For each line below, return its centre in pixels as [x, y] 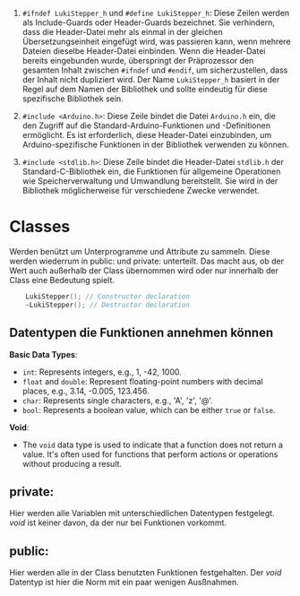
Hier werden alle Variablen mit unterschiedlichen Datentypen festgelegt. [142, 514]
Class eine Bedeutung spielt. [62, 280]
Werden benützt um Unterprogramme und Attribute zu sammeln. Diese [140, 251]
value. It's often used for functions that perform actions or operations [150, 454]
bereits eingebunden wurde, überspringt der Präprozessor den [138, 60]
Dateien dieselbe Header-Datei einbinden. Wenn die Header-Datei [144, 51]
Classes [40, 227]
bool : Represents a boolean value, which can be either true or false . [149, 410]
